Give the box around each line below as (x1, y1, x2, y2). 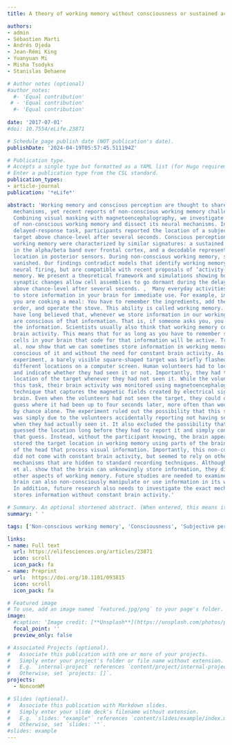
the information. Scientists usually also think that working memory (13, 324, 217, 331)
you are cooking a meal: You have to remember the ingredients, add (13, 298, 215, 305)
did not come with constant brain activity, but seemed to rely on (13, 453, 212, 459)
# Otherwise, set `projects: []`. (7, 670, 113, 677)
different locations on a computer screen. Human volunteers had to (13, 362, 215, 369)
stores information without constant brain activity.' (13, 491, 175, 499)
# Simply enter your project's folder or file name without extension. (7, 657, 224, 664)
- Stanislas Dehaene (7, 67, 67, 75)
